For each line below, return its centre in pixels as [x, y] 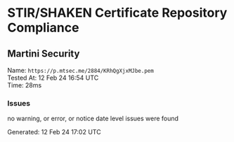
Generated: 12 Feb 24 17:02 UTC [54, 132]
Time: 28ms [25, 85]
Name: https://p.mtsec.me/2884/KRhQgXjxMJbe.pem [81, 70]
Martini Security [44, 54]
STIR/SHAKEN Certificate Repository [117, 13]
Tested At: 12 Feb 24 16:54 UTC [53, 78]
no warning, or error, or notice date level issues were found [93, 119]
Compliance [43, 28]
